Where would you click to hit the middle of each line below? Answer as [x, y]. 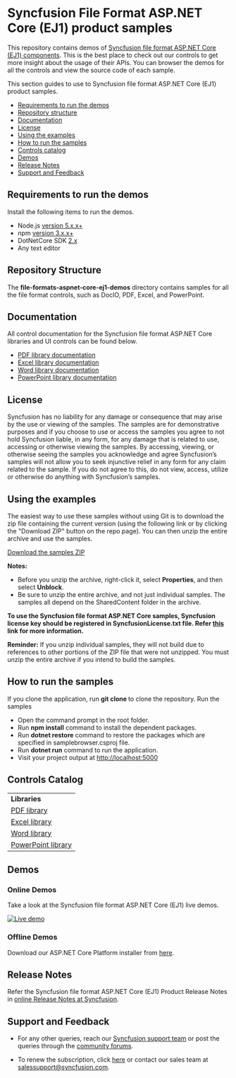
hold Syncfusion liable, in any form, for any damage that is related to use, [113, 439]
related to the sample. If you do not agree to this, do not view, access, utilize [118, 469]
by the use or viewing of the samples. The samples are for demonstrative [113, 425]
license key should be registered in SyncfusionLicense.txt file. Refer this [116, 623]
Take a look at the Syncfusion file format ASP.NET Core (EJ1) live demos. [113, 905]
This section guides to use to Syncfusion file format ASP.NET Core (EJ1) [112, 83]
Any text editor [39, 248]
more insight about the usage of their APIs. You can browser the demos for [116, 62]
